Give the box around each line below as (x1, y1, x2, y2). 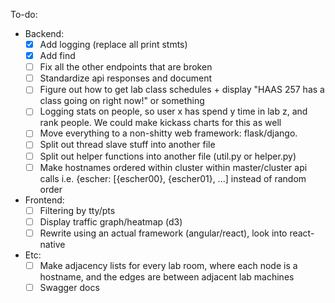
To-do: (10, 9, 38, 20)
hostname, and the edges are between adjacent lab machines (39, 270, 295, 283)
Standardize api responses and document (39, 72, 213, 84)
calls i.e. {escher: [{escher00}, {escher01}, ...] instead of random (39, 172, 307, 184)
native (39, 238, 66, 250)
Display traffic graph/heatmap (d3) (39, 215, 183, 228)
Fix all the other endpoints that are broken (39, 61, 213, 73)
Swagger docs (39, 281, 100, 293)
